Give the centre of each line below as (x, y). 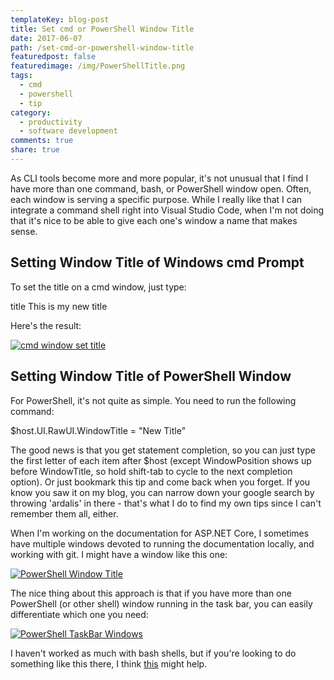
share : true (35, 150)
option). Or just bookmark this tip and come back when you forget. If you (160, 482)
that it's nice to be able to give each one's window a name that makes (154, 220)
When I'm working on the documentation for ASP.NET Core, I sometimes (160, 533)
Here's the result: (46, 325)
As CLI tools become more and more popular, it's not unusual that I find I (159, 178)
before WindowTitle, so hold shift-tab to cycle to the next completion (151, 471)
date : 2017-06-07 (46, 38)
